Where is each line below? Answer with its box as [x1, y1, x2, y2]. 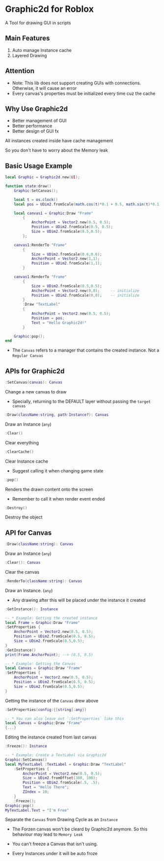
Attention [5, 67, 34, 75]
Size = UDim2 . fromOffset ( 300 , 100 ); [23, 776, 98, 781]
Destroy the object [5, 514, 43, 520]
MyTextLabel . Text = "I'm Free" [5, 808, 69, 813]
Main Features [5, 34, 50, 42]
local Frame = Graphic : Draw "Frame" [5, 620, 80, 625]
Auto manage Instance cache [12, 47, 72, 53]
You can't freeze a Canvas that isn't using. [12, 841, 98, 847]
